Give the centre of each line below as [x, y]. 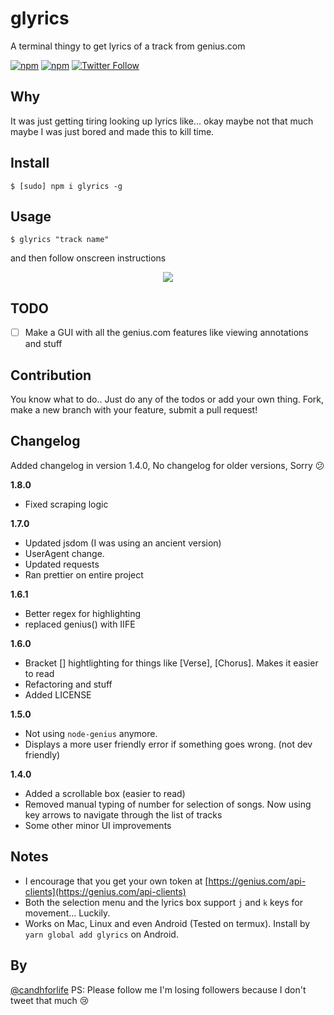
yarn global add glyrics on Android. [101, 934]
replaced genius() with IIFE [80, 624]
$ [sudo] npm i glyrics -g [66, 186]
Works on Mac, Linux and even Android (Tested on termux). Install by [167, 923]
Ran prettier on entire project [84, 574]
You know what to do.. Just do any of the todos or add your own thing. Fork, [167, 399]
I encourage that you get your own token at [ [116, 881]
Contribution [51, 375]
